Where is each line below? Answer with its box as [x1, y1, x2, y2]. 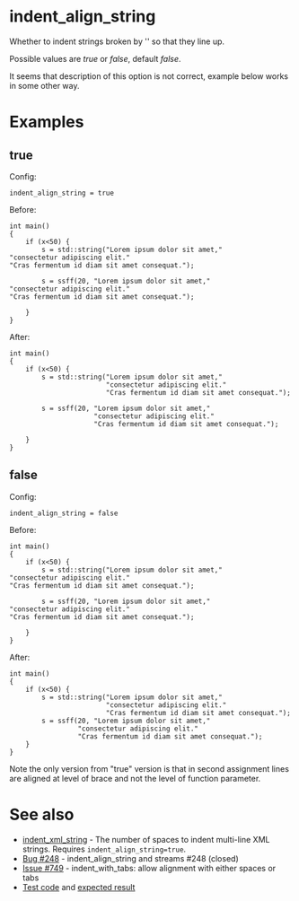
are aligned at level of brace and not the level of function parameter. [9, 773, 261, 783]
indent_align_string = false [9, 509, 119, 518]
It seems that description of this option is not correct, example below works [9, 70, 289, 82]
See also [9, 804, 75, 825]
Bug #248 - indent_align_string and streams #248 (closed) [22, 853, 240, 863]
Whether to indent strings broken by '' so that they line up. [9, 36, 225, 47]
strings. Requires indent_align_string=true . [22, 844, 187, 854]
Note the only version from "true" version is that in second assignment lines [9, 763, 290, 774]
